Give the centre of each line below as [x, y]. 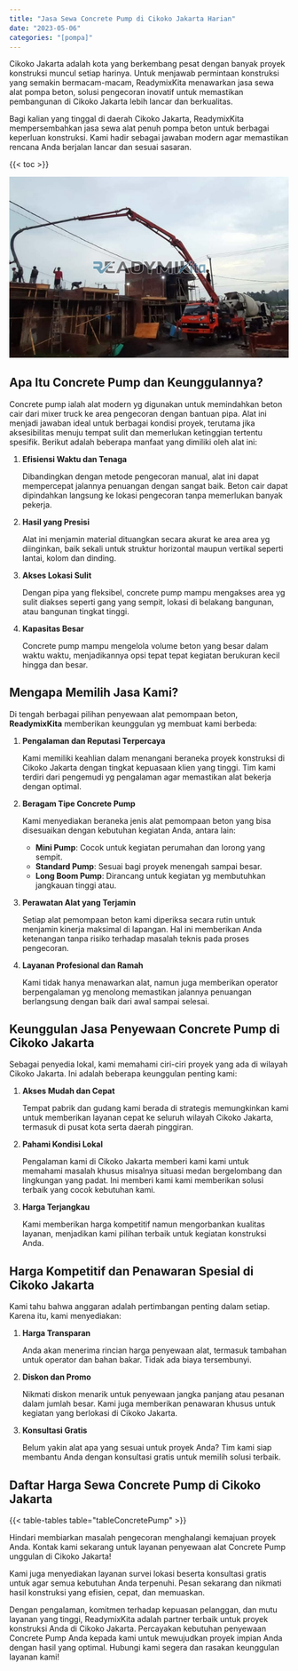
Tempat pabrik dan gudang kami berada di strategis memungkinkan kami [155, 1108]
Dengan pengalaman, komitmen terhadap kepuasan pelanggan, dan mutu [143, 1610]
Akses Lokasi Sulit [57, 575]
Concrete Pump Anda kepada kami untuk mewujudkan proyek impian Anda [146, 1638]
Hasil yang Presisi [56, 522]
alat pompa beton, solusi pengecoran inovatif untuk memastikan [126, 92]
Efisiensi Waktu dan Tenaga [74, 459]
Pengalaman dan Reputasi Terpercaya [94, 740]
